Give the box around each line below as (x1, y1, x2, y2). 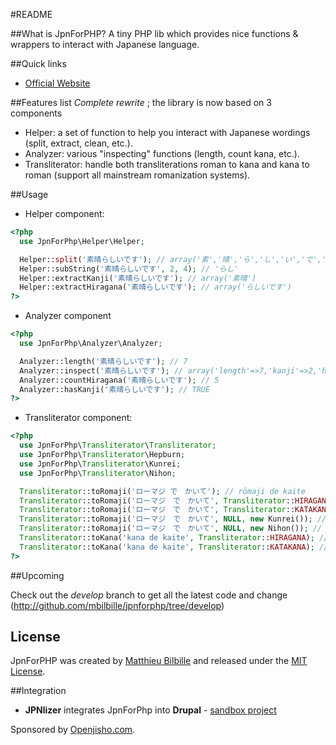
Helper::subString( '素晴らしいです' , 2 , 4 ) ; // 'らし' (19, 264, 239, 274)
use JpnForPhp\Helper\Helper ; (19, 236, 145, 246)
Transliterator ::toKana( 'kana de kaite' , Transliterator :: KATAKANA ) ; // (19, 542, 329, 552)
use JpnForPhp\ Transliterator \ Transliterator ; (19, 440, 217, 451)
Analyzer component (24, 310, 112, 322)
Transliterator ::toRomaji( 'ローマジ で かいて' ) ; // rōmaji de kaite (19, 486, 306, 496)
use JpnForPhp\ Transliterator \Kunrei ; (19, 459, 182, 469)
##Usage (10, 189, 49, 200)
